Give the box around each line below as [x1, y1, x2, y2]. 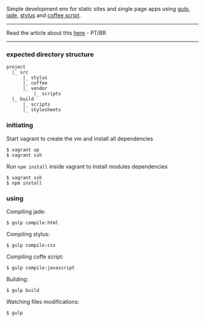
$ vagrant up [6, 147, 40, 153]
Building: [6, 275, 29, 283]
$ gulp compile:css [6, 242, 56, 248]
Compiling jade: [6, 208, 46, 215]
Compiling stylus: [6, 230, 50, 238]
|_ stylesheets [22, 107, 62, 113]
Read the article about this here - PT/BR [6, 29, 106, 36]
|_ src [12, 70, 29, 76]
